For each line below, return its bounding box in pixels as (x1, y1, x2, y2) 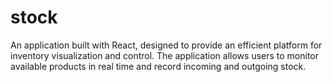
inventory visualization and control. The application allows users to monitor (10, 49, 320, 61)
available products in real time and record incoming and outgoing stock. (10, 60, 307, 72)
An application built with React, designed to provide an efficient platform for (10, 39, 323, 51)
